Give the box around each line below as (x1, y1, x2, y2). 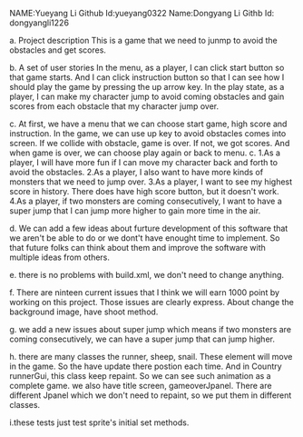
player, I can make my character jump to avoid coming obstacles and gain (9, 91, 285, 102)
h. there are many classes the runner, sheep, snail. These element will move (9, 352, 293, 362)
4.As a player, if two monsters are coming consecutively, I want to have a (9, 195, 283, 206)
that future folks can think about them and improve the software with (9, 243, 266, 253)
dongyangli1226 (9, 17, 70, 28)
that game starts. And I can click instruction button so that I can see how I (9, 72, 285, 83)
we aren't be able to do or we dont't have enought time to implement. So (9, 233, 280, 243)
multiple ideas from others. (9, 252, 111, 263)
